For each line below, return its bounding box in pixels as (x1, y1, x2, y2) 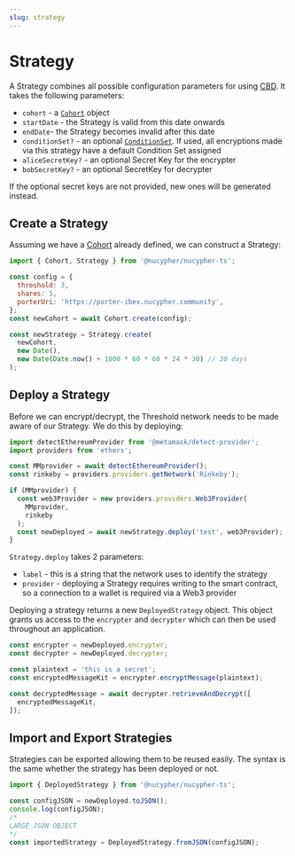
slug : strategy (9, 12, 66, 22)
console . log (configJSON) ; (9, 805, 105, 813)
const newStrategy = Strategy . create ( (9, 330, 152, 339)
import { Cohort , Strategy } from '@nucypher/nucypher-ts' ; (9, 256, 237, 266)
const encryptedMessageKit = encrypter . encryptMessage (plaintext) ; (9, 673, 264, 682)
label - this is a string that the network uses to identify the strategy (21, 569, 268, 579)
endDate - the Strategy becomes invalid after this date (21, 126, 215, 137)
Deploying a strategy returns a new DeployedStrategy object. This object (9, 605, 273, 616)
